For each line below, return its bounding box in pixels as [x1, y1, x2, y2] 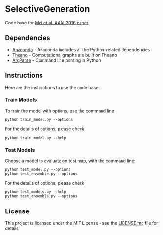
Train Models [5, 96, 37, 103]
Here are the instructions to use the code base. [5, 84, 100, 90]
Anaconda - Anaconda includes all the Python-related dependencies [12, 47, 150, 52]
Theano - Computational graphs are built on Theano [12, 52, 117, 58]
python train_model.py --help [5, 135, 67, 140]
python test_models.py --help [5, 189, 67, 194]
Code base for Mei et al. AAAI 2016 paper [5, 20, 89, 25]
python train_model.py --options [5, 117, 73, 122]
